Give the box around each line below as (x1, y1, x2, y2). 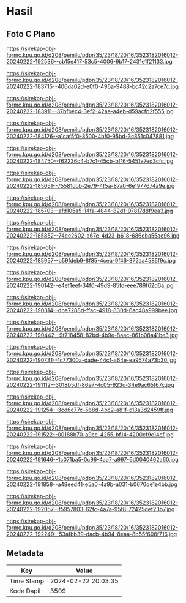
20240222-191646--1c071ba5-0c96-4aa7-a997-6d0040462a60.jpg (6, 456, 179, 463)
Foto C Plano (6, 29, 56, 39)
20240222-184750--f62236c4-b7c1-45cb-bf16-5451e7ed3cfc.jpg (6, 157, 174, 165)
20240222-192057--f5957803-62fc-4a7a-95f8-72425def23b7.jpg (6, 506, 175, 512)
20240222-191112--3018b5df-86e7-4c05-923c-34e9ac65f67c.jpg (6, 381, 174, 388)
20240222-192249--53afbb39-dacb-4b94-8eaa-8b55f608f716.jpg (6, 531, 177, 537)
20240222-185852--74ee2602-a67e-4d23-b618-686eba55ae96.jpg (6, 232, 180, 239)
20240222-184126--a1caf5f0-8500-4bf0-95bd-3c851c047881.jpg (6, 133, 174, 140)
